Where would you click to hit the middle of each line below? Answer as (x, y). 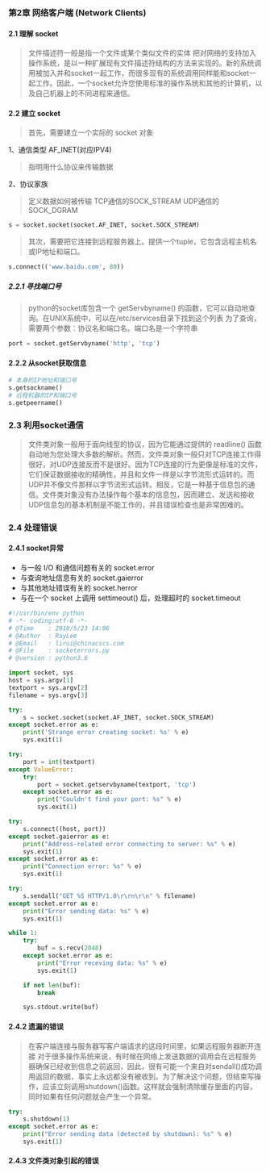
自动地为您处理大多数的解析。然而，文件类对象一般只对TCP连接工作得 (145, 454)
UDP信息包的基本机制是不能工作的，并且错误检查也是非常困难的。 (138, 504)
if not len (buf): (52, 985)
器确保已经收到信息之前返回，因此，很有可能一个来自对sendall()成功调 (145, 1066)
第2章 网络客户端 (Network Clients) (77, 12)
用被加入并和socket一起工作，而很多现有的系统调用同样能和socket (139, 73)
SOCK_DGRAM (53, 211)
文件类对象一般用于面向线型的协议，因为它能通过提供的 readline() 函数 (145, 444)
